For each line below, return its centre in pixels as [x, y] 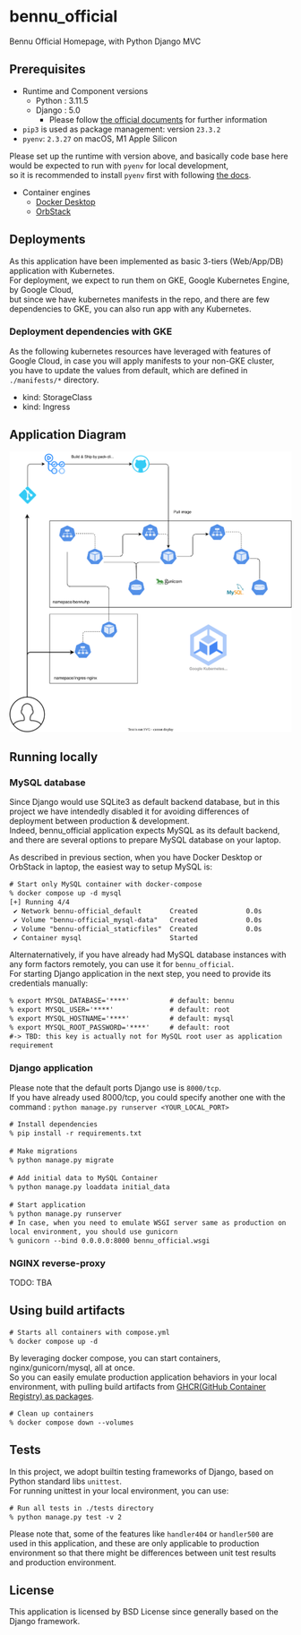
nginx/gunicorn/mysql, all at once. [72, 1367]
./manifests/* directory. [54, 380]
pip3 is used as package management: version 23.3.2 [121, 129]
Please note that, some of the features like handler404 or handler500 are [142, 1534]
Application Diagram [68, 435]
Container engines [56, 192]
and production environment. [63, 1562]
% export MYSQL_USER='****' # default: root [120, 1010]
